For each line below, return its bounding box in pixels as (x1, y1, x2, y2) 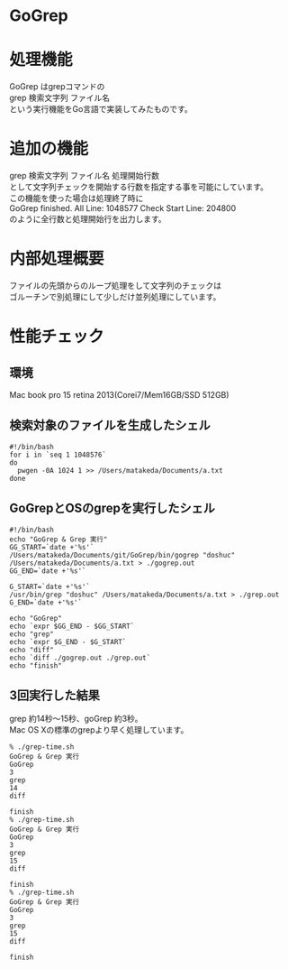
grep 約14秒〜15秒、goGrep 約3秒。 (9, 714, 143, 724)
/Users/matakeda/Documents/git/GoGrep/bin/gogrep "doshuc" (9, 550, 236, 559)
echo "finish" (9, 660, 63, 670)
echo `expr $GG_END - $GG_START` (9, 622, 135, 631)
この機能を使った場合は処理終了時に (9, 193, 144, 204)
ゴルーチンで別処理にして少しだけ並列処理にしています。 (9, 291, 221, 302)
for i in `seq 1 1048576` (9, 450, 106, 459)
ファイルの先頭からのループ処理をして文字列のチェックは (9, 281, 222, 291)
